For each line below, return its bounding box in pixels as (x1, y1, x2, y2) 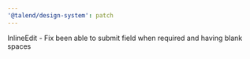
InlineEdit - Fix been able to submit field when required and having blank (7, 33, 243, 42)
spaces (7, 41, 32, 51)
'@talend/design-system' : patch (7, 11, 114, 20)
